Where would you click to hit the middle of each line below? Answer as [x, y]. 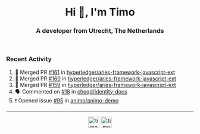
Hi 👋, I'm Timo [100, 12]
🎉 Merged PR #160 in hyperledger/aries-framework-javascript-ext [96, 78]
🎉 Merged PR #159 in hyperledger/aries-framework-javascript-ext [96, 85]
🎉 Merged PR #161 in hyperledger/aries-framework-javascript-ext [95, 72]
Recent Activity [29, 59]
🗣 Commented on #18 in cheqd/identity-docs [71, 91]
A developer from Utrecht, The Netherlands [100, 31]
